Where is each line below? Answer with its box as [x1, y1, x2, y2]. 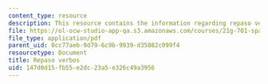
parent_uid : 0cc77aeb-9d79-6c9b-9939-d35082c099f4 [8, 42, 180, 50]
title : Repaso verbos [8, 57, 81, 65]
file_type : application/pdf [8, 34, 102, 42]
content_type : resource [8, 11, 88, 20]
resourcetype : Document [8, 49, 88, 57]
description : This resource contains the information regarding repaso [8, 19, 251, 27]
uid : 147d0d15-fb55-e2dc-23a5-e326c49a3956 [8, 64, 156, 72]
